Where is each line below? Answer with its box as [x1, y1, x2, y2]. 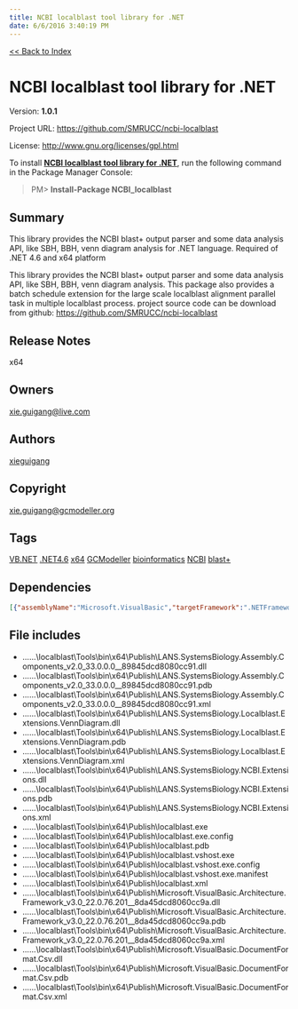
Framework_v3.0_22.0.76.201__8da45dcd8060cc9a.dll [21, 896, 221, 907]
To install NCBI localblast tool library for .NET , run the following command [9, 157, 282, 169]
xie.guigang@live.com [9, 406, 90, 417]
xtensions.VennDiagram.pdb [21, 736, 127, 747]
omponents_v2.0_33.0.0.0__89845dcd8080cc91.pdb [21, 679, 213, 690]
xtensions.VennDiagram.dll [21, 717, 121, 728]
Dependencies [9, 579, 91, 595]
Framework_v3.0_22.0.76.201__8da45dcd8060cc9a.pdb [21, 916, 226, 926]
